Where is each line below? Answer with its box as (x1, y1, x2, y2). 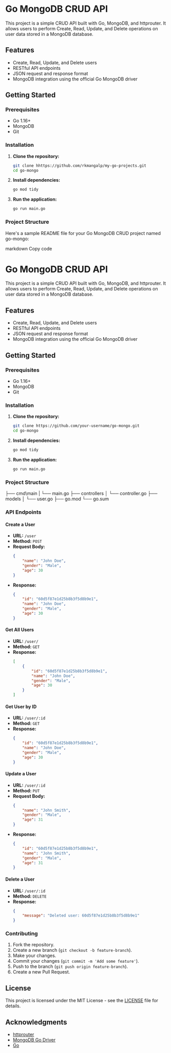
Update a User (5, 771, 37, 777)
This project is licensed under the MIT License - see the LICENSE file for (5, 998, 158, 1004)
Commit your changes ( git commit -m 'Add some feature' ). (12, 958, 140, 964)
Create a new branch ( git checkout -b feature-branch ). (12, 947, 132, 953)
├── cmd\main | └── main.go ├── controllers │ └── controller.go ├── (5, 491, 158, 497)
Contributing (5, 930, 38, 937)
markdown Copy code (5, 245, 52, 251)
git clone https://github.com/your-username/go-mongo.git (12, 423, 140, 428)
